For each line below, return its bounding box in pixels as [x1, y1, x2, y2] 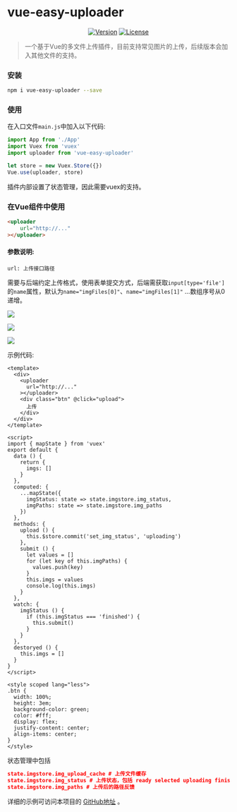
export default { [7, 446, 59, 453]
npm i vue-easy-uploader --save [7, 87, 102, 94]
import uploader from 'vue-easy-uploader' [7, 150, 134, 157]
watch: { [13, 601, 39, 608]
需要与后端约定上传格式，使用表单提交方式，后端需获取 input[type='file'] [7, 278, 225, 287]
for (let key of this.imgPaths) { [25, 557, 128, 565]
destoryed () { [13, 644, 59, 651]
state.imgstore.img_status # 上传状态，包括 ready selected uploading [7, 777, 212, 784]
